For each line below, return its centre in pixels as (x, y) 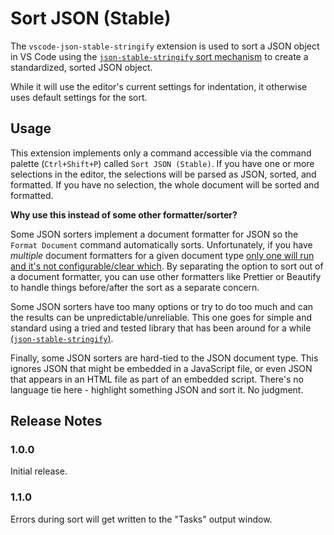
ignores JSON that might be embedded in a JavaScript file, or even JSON (161, 368)
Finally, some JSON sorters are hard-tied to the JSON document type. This (164, 358)
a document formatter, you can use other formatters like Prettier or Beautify (166, 276)
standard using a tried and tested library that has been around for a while (161, 328)
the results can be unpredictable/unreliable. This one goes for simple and (161, 317)
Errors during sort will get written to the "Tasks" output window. (141, 519)
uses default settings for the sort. (79, 97)
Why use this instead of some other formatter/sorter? (124, 214)
